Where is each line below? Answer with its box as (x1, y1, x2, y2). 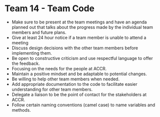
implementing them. (11, 50, 52, 56)
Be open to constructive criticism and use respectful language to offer (11, 55, 153, 61)
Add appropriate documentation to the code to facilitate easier (11, 81, 137, 87)
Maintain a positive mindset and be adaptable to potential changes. (11, 71, 147, 77)
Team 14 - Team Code (4, 3, 95, 14)
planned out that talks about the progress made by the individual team (11, 24, 153, 30)
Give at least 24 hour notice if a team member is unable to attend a (11, 35, 146, 40)
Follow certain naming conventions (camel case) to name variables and (11, 102, 155, 108)
